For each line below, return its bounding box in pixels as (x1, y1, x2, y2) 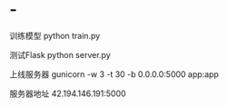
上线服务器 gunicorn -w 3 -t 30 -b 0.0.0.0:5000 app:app (9, 68, 220, 80)
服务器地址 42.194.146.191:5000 (9, 88, 126, 99)
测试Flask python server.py (9, 49, 111, 60)
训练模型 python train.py (9, 30, 101, 41)
